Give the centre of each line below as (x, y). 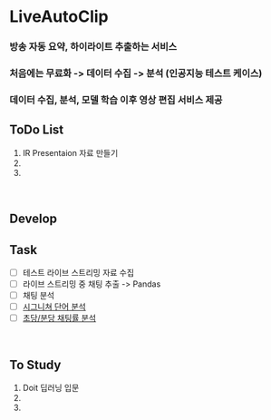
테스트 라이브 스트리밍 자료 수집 (78, 272)
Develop (33, 219)
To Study (35, 365)
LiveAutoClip (59, 17)
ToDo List (37, 130)
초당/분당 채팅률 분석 (59, 318)
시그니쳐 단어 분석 (54, 307)
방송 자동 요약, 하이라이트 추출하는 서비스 (93, 47)
